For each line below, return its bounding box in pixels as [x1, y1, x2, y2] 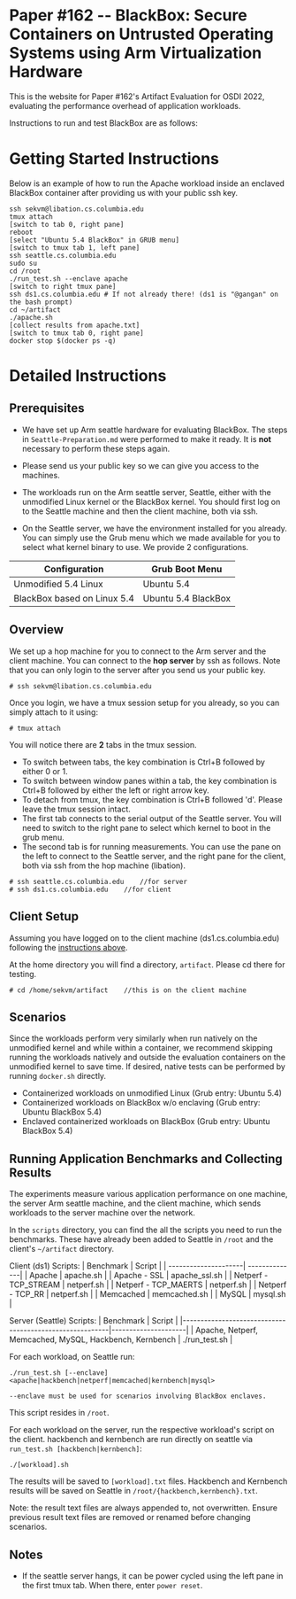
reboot [9, 228, 34, 237]
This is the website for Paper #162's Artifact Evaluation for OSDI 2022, [9, 90, 265, 102]
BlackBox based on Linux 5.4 [13, 592, 135, 604]
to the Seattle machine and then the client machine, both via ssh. [21, 506, 259, 516]
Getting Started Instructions [9, 149, 219, 169]
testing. [9, 968, 37, 979]
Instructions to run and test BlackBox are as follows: [9, 117, 199, 128]
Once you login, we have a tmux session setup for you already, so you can [9, 697, 280, 708]
